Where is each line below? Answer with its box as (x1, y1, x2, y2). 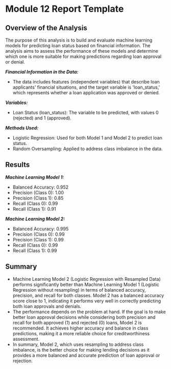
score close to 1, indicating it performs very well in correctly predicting (12, 298, 161, 304)
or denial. (5, 59, 26, 65)
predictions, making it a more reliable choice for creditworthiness (12, 330, 150, 336)
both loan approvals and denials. (12, 303, 82, 309)
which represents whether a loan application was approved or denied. (12, 90, 160, 95)
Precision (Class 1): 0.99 (12, 236, 64, 242)
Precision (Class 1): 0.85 (12, 195, 64, 201)
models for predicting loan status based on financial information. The (5, 43, 151, 49)
